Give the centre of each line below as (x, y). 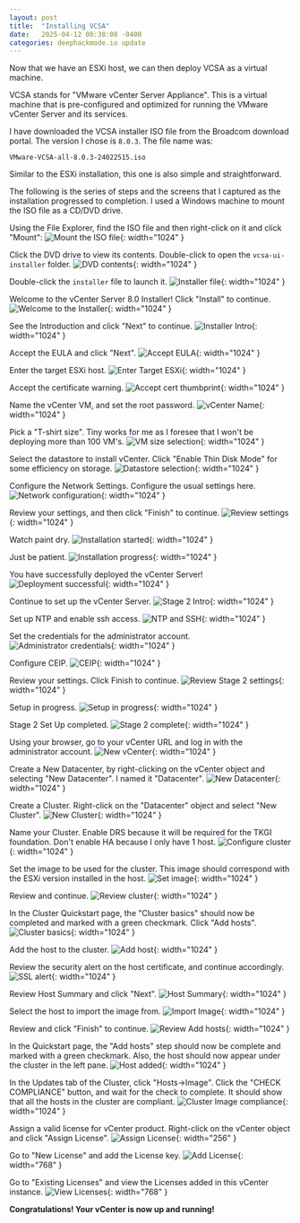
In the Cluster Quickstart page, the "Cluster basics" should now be (132, 913)
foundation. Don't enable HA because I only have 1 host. (113, 842)
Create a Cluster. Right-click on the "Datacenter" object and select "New (143, 806)
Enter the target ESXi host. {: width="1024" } (128, 371)
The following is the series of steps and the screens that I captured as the (145, 192)
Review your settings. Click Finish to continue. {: (147, 681)
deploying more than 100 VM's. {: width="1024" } (137, 441)
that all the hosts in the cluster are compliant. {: (149, 1102)
